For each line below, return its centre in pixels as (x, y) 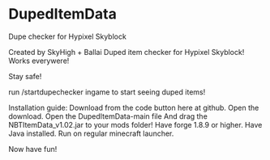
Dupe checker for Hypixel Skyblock (68, 36)
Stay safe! (25, 76)
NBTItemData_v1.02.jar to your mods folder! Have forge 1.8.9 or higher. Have (135, 124)
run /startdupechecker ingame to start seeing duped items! (107, 92)
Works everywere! (39, 61)
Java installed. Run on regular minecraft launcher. (91, 133)
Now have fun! (33, 149)
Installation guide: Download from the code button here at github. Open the (134, 107)
